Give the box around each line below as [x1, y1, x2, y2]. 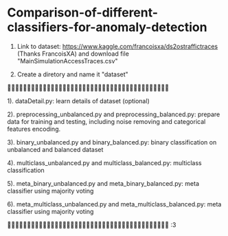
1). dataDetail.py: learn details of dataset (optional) [7, 96, 150, 105]
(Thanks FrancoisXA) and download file [16, 50, 129, 58]
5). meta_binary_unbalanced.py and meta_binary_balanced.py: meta [7, 179, 199, 187]
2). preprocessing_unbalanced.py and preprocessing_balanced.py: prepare [7, 110, 220, 118]
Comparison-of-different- [7, 5, 159, 21]
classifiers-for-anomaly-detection [7, 19, 207, 35]
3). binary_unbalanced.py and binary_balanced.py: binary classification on [7, 138, 217, 146]
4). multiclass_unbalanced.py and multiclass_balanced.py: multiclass [7, 158, 202, 167]
